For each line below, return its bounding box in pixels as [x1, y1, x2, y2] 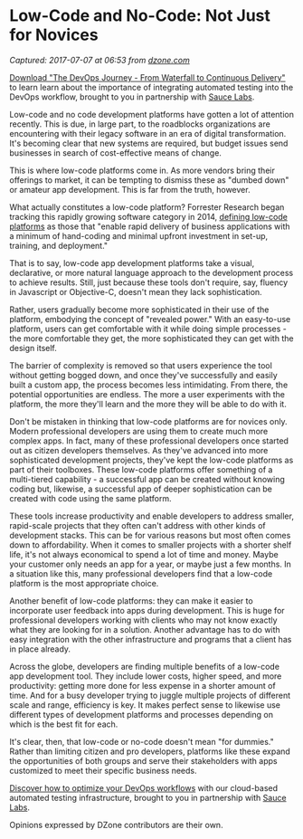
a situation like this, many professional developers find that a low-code [9, 567, 273, 579]
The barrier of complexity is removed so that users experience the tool [9, 359, 273, 371]
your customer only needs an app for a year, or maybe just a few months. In [9, 558, 292, 569]
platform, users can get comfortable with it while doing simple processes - [9, 323, 288, 334]
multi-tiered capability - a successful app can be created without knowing [9, 473, 285, 484]
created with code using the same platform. [9, 492, 172, 503]
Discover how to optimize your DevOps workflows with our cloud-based [9, 782, 279, 793]
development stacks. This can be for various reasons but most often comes [9, 529, 291, 540]
